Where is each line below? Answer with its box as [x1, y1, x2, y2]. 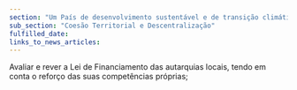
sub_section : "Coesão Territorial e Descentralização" [9, 21, 216, 30]
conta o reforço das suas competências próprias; [9, 71, 188, 82]
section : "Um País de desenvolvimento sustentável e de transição [9, 12, 259, 22]
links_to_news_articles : [9, 37, 101, 47]
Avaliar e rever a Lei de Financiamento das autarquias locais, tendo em [9, 62, 267, 72]
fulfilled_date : [9, 29, 69, 38]
